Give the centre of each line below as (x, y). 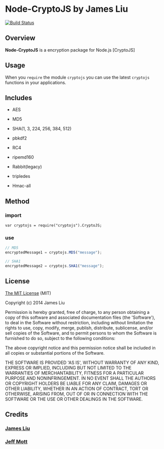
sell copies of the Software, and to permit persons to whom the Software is (81, 333)
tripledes (21, 176)
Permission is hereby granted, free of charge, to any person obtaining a (77, 312)
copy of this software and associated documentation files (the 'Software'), (80, 317)
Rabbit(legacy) (27, 167)
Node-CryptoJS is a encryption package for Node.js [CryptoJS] (70, 50)
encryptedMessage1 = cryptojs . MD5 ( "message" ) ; (54, 253)
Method (17, 201)
